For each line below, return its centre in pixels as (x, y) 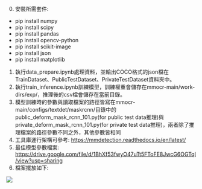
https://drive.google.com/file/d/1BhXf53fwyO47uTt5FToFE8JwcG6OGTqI (106, 154)
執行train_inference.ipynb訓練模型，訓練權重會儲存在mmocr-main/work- (105, 87)
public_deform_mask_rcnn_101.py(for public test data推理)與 (90, 117)
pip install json (33, 53)
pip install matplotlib (40, 59)
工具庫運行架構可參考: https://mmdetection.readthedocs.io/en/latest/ (100, 140)
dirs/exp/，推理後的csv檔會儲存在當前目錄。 (70, 94)
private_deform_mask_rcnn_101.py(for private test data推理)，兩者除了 (102, 125)
